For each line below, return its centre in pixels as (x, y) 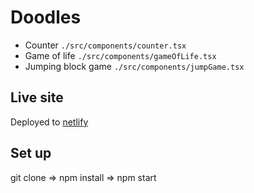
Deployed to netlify (49, 122)
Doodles (46, 17)
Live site (37, 97)
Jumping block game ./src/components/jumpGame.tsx (134, 66)
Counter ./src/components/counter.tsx (105, 45)
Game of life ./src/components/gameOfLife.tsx (120, 55)
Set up (31, 153)
